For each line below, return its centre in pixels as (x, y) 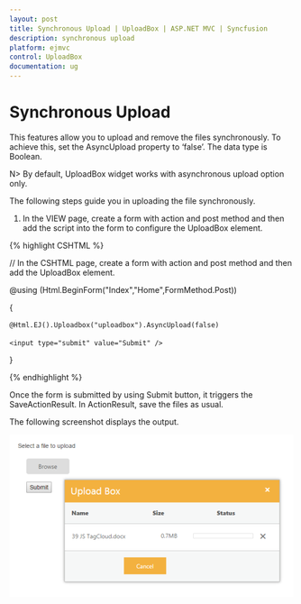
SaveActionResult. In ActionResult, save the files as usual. (116, 404)
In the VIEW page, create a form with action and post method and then (153, 218)
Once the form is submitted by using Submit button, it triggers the (131, 394)
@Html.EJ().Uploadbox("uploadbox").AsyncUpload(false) (114, 325)
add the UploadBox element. (62, 272)
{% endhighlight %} (46, 377)
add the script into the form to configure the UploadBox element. (142, 228)
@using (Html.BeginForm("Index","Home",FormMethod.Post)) (123, 289)
